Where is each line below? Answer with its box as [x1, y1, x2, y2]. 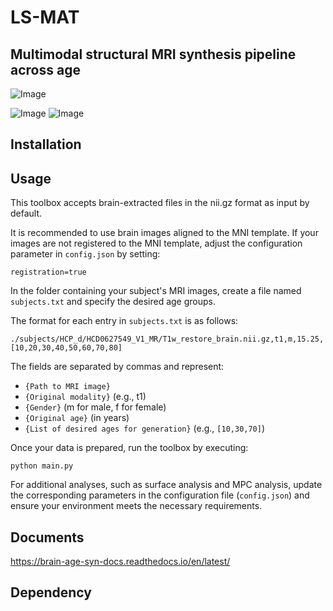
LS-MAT [10, 6, 80, 29]
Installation [10, 136, 82, 153]
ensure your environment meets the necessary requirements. [10, 500, 263, 512]
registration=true [10, 267, 87, 278]
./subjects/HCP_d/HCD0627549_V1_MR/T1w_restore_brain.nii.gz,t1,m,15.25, [10, 334, 325, 345]
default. [10, 207, 43, 220]
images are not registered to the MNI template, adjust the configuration [10, 237, 303, 250]
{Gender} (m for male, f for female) [24, 401, 167, 413]
